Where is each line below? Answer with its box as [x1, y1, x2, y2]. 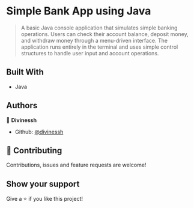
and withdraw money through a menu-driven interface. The [20, 37, 168, 44]
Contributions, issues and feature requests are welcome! [6, 161, 147, 169]
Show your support [6, 179, 80, 189]
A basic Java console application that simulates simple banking [20, 24, 178, 31]
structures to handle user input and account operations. [20, 49, 159, 57]
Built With [6, 67, 44, 78]
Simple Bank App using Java [6, 4, 151, 18]
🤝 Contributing [6, 145, 62, 156]
